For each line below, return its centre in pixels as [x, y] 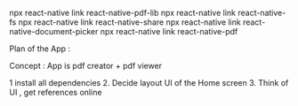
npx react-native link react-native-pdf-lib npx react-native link [123, 13]
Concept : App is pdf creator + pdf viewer [86, 66]
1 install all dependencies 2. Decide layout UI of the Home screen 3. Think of [149, 83]
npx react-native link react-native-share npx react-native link [130, 22]
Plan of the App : [40, 49]
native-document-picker [54, 31]
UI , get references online [56, 92]
